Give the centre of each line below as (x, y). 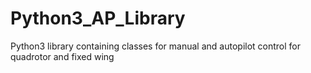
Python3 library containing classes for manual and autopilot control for (156, 46)
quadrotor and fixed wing (62, 56)
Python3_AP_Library (98, 18)
